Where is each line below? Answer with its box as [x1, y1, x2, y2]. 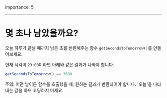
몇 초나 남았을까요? [5, 28, 79, 39]
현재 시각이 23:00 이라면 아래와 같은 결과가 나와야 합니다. [5, 61, 114, 67]
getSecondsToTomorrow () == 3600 [5, 71, 72, 76]
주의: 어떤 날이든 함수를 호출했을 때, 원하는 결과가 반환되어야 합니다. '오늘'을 [5, 81, 153, 87]
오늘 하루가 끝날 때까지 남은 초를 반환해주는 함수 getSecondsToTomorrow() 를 [5, 45, 153, 51]
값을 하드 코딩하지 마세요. [14, 87, 64, 93]
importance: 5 [5, 4, 34, 10]
